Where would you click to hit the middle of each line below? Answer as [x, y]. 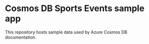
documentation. [21, 37]
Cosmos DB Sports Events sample [75, 8]
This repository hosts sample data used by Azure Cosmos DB [66, 32]
